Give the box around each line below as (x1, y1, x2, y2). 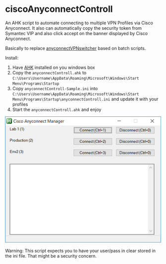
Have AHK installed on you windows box (12, 64, 95, 70)
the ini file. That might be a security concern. (5, 253, 97, 259)
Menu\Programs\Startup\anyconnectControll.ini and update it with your (12, 96, 159, 102)
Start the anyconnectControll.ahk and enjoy (12, 106, 102, 112)
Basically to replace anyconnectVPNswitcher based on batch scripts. (5, 45, 146, 51)
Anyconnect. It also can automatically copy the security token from (5, 25, 142, 31)
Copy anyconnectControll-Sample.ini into (12, 85, 98, 91)
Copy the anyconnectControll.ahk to (12, 69, 87, 75)
